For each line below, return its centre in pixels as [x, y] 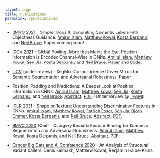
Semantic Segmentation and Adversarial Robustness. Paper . [72, 77]
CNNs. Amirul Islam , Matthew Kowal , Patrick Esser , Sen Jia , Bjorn [77, 111]
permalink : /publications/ [32, 18]
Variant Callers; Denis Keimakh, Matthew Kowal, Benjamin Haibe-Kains [82, 150]
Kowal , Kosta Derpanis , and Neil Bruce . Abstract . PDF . [66, 136]
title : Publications [26, 14]
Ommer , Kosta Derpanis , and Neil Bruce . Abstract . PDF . [67, 116]
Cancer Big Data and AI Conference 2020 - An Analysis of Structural [80, 145]
